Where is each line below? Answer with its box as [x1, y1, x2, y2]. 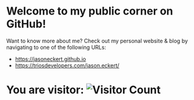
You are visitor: [6, 83, 84, 97]
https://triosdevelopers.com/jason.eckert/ [15, 62, 119, 69]
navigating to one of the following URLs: [6, 44, 106, 51]
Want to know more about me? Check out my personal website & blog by [6, 37, 188, 44]
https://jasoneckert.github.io [15, 55, 86, 62]
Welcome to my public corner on [6, 4, 173, 18]
